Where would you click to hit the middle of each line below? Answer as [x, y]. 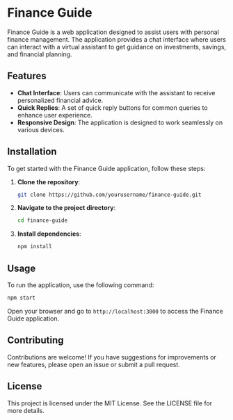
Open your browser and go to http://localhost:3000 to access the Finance [115, 311]
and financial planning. [40, 54]
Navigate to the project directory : [66, 208]
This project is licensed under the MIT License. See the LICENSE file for [110, 403]
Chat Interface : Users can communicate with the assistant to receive [116, 92]
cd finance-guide [42, 220]
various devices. [41, 129]
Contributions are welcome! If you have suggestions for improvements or [112, 357]
